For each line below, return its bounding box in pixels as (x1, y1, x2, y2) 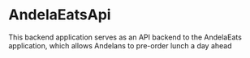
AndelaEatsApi (8, 6, 111, 24)
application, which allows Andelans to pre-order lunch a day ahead (8, 40, 233, 50)
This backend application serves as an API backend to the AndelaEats (8, 32, 242, 42)
